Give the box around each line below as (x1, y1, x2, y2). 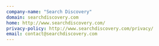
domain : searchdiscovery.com (6, 14, 79, 20)
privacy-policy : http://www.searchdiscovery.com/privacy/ (6, 25, 154, 32)
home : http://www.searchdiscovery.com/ (6, 20, 106, 26)
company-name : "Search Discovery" (6, 8, 93, 15)
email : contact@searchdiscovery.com (6, 31, 97, 37)
